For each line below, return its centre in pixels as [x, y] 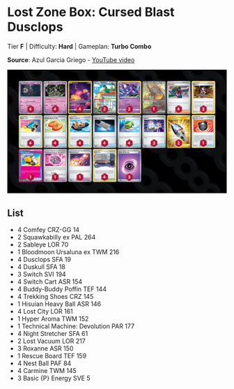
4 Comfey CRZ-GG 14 [48, 230]
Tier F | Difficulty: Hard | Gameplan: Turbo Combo [79, 46]
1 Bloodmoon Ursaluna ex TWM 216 [68, 252]
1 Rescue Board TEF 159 [52, 356]
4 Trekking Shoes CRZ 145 [55, 297]
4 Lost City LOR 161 [45, 311]
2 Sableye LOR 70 [43, 244]
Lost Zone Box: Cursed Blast [91, 12]
